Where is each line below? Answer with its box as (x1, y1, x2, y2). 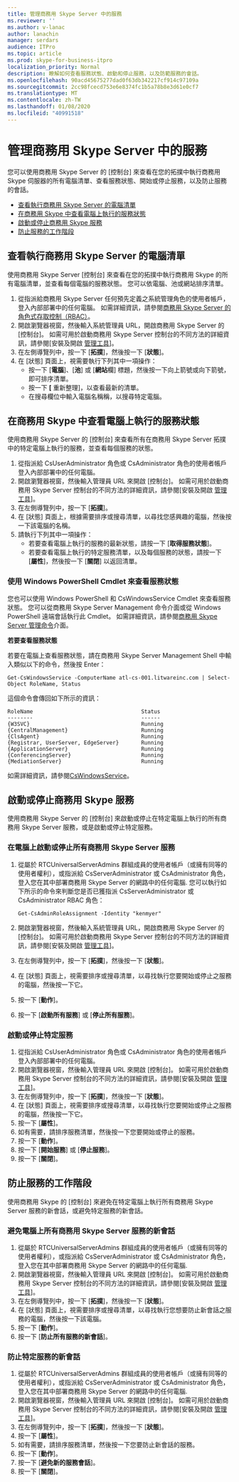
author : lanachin (7, 30, 59, 38)
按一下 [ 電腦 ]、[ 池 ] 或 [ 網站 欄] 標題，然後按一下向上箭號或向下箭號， (28, 365, 230, 374)
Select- (208, 674, 231, 681)
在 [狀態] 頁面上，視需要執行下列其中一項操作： (17, 357, 157, 365)
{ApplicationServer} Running (7, 745, 164, 752)
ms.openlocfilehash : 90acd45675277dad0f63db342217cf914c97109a (7, 76, 199, 84)
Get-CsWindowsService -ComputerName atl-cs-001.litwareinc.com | (7, 674, 205, 681)
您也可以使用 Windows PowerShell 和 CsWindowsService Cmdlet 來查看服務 (7, 594, 231, 602)
